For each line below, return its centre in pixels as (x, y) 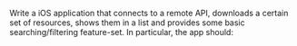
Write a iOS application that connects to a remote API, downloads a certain (149, 13)
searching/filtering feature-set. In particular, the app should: (122, 32)
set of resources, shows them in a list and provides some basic (127, 23)
